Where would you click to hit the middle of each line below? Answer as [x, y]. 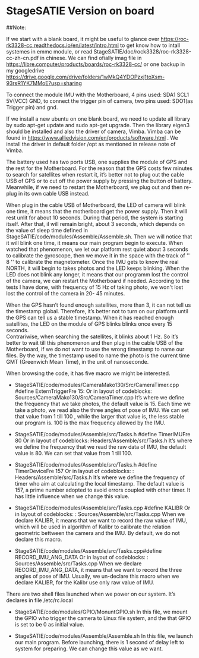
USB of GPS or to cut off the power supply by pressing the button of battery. [99, 181]
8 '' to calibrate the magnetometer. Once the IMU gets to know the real [93, 262]
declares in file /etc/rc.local [40, 600]
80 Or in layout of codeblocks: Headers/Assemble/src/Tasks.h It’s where [103, 440]
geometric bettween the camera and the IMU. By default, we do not [97, 533]
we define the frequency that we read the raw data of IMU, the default [100, 446]
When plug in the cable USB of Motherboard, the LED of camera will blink [96, 205]
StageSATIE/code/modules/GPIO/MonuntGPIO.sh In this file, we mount [101, 612]
